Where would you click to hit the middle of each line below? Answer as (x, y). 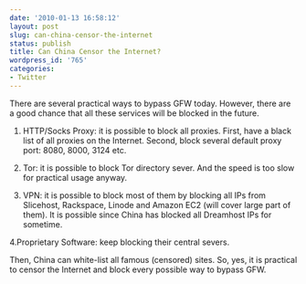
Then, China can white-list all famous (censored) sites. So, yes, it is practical (153, 259)
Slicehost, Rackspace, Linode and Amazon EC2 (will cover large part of (157, 205)
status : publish (40, 43)
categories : (32, 69)
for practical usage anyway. (75, 177)
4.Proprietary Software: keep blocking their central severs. (120, 242)
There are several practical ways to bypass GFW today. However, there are (150, 103)
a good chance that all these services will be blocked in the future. (135, 113)
